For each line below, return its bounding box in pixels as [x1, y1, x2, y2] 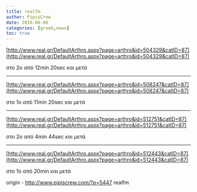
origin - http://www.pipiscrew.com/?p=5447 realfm [6, 179, 129, 186]
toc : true [6, 31, 30, 36]
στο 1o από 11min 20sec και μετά [6, 99, 86, 106]
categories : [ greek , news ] [6, 25, 69, 31]
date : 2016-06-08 [6, 19, 49, 25]
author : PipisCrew [6, 14, 51, 20]
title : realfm [6, 8, 41, 15]
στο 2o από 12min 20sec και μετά [6, 64, 88, 71]
